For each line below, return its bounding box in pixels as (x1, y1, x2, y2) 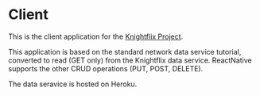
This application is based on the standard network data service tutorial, (8, 47, 242, 56)
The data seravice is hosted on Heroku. (8, 79, 138, 89)
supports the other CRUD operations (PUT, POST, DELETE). (8, 63, 204, 73)
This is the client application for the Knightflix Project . (8, 32, 184, 41)
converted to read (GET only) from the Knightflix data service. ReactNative (8, 55, 252, 65)
